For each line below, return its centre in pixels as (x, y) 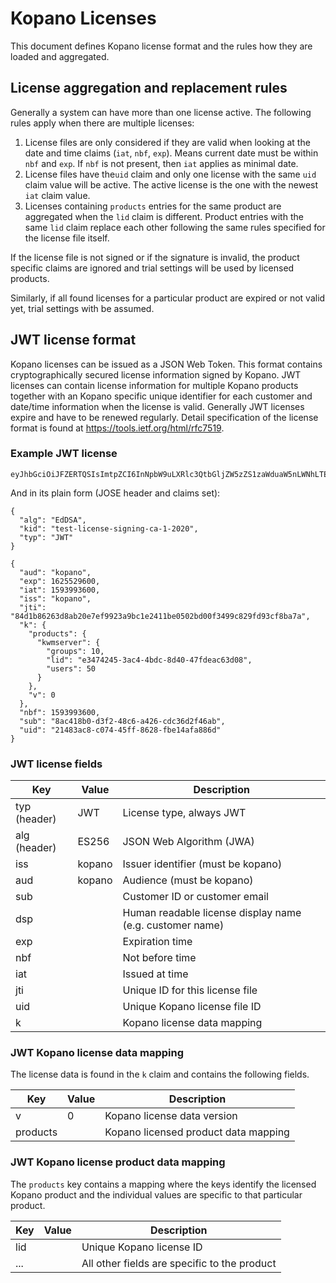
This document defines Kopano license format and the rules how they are (161, 46)
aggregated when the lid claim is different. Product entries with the (164, 216)
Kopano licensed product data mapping (197, 1132)
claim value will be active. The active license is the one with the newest (171, 184)
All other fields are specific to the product (179, 1263)
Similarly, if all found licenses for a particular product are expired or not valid (168, 298)
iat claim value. (57, 195)
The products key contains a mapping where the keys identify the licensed (163, 1184)
